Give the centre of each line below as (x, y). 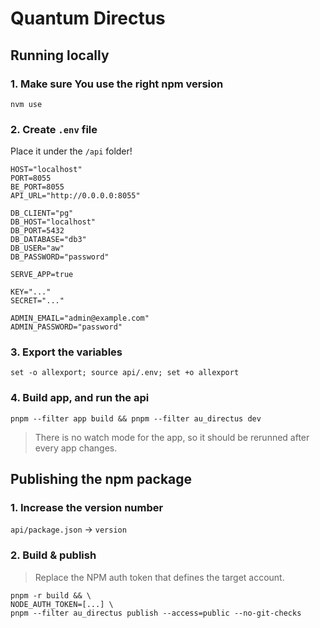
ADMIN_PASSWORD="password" (66, 327)
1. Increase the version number (87, 508)
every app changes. (76, 448)
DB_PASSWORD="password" (60, 257)
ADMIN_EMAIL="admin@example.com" (80, 318)
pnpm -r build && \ (51, 595)
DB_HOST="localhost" (53, 222)
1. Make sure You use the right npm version (117, 84)
